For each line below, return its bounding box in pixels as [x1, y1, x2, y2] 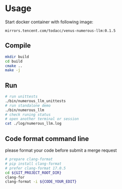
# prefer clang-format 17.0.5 [5, 166, 66, 171]
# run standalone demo [5, 103, 51, 108]
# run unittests [5, 94, 38, 99]
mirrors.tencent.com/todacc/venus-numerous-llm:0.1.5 [5, 28, 116, 33]
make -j [5, 68, 21, 73]
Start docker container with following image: [5, 19, 93, 25]
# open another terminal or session [5, 117, 79, 122]
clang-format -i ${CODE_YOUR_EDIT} [5, 179, 77, 184]
